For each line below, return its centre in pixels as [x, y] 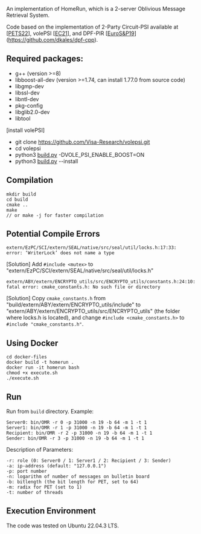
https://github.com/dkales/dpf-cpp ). [53, 40]
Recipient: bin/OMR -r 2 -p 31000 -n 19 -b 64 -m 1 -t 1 [79, 433]
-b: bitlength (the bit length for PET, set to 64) [72, 482]
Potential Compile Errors [53, 234]
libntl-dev [27, 99]
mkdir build [21, 194]
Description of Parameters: [40, 450]
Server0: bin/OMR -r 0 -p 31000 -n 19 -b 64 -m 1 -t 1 [77, 423]
